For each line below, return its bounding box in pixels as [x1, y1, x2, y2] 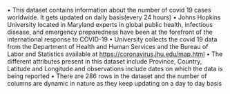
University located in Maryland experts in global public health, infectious [7, 21, 213, 28]
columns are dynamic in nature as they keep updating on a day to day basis [7, 79, 222, 87]
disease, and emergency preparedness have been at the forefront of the [7, 28, 213, 36]
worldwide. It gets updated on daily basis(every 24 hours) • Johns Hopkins [7, 13, 221, 21]
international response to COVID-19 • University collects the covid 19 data [7, 35, 218, 44]
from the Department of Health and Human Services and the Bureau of [7, 43, 209, 50]
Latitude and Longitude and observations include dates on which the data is [7, 65, 223, 73]
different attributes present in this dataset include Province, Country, [7, 57, 202, 65]
